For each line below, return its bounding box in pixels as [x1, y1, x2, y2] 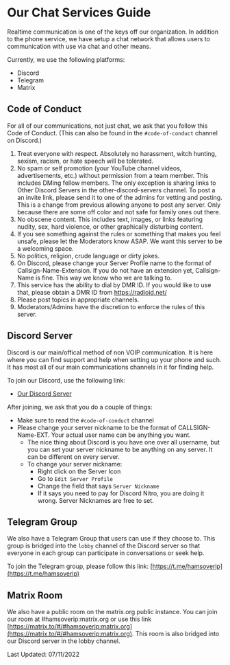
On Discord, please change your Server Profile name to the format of [16, 259, 212, 267]
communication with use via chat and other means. [7, 42, 151, 50]
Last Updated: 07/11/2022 [7, 651, 80, 659]
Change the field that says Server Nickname [37, 482, 159, 490]
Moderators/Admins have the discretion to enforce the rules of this [16, 302, 205, 311]
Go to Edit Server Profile [37, 474, 113, 482]
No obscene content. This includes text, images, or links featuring [16, 215, 203, 223]
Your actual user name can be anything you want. [51, 431, 192, 439]
